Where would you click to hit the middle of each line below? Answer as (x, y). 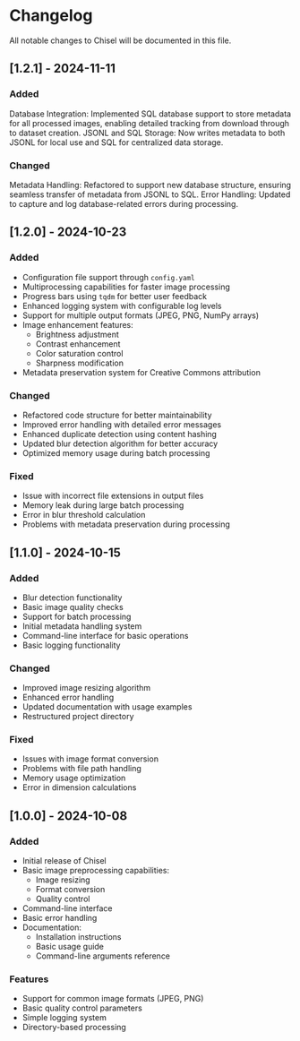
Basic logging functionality (71, 645)
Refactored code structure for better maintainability (117, 415)
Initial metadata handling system (82, 626)
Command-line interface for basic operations (105, 635)
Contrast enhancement (78, 344)
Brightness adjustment (77, 334)
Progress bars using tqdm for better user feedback (115, 296)
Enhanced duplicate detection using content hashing (120, 434)
